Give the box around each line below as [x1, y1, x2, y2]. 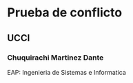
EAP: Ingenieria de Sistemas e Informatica [7, 68, 126, 76]
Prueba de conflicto [7, 5, 123, 21]
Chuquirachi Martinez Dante [7, 53, 104, 62]
